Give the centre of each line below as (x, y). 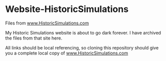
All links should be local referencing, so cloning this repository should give (82, 47)
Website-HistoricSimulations (67, 9)
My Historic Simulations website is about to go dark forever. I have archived (83, 32)
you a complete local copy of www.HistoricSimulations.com (67, 53)
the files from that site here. (34, 38)
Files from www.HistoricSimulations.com (47, 23)
